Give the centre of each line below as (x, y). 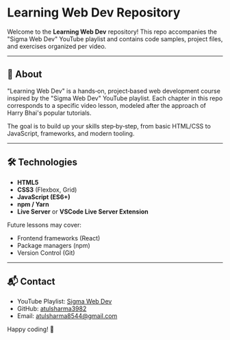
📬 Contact (31, 281)
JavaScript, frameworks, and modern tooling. (71, 133)
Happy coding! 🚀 (31, 329)
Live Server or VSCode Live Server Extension (82, 212)
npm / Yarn (33, 204)
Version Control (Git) (46, 253)
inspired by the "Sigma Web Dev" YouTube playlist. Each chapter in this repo (115, 98)
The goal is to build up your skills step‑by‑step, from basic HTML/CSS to (109, 126)
